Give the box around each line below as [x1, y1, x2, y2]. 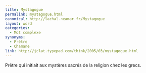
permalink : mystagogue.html [5, 12, 63, 17]
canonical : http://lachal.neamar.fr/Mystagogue [5, 16, 105, 21]
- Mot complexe [9, 30, 41, 35]
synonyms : [5, 35, 26, 40]
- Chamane [9, 44, 30, 49]
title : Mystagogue [5, 7, 43, 12]
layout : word [5, 21, 32, 26]
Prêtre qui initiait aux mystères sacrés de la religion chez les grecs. [5, 62, 142, 68]
